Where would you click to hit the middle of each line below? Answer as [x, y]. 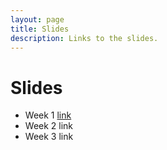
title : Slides [40, 29]
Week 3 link [49, 137]
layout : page [37, 19]
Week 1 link [48, 115]
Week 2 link [49, 126]
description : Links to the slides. [84, 38]
